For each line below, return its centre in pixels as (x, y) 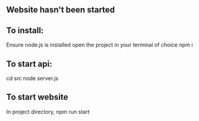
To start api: (29, 64)
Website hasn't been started (61, 10)
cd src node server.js (32, 78)
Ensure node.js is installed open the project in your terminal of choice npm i (100, 45)
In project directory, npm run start (48, 111)
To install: (25, 30)
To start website (37, 97)
